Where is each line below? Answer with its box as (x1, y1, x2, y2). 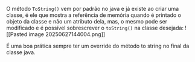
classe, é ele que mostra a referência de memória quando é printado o (6, 11, 181, 19)
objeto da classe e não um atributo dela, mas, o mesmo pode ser (6, 18, 168, 25)
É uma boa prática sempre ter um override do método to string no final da (6, 42, 190, 49)
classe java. (6, 49, 36, 56)
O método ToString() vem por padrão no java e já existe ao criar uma (6, 5, 179, 12)
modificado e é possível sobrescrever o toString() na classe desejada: (6, 24, 184, 31)
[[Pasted (6, 31, 28, 38)
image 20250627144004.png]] (28, 31, 106, 38)
